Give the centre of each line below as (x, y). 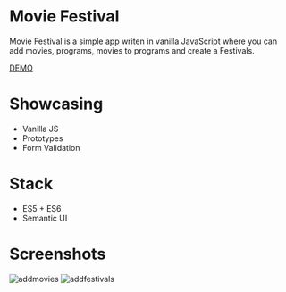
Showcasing (56, 104)
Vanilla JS (40, 129)
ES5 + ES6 (42, 208)
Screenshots (58, 254)
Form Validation (51, 147)
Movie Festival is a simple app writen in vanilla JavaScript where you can (143, 41)
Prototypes (42, 138)
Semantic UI (45, 218)
